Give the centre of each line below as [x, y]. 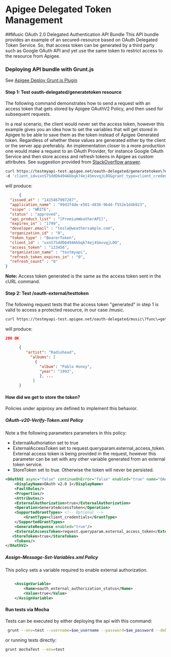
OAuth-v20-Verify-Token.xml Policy [44, 420]
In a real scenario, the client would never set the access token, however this [85, 124]
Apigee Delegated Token [59, 9]
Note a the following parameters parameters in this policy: [66, 433]
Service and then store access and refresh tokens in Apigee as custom [79, 157]
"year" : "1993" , [56, 371]
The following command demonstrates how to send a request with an [78, 104]
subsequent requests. [28, 114]
